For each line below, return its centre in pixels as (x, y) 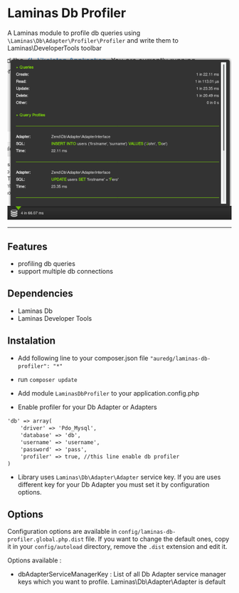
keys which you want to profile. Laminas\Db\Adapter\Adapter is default (122, 582)
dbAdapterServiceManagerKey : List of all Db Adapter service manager (122, 574)
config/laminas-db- (147, 532)
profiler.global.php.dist (46, 540)
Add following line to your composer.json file (83, 358)
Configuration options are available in (62, 532)
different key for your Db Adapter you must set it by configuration (113, 484)
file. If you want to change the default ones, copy (157, 539)
